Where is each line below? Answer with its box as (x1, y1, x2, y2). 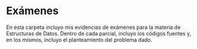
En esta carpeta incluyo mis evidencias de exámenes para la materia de (6, 24, 181, 31)
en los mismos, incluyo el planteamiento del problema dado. (6, 36, 153, 43)
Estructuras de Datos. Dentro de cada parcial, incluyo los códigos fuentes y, (6, 30, 191, 37)
